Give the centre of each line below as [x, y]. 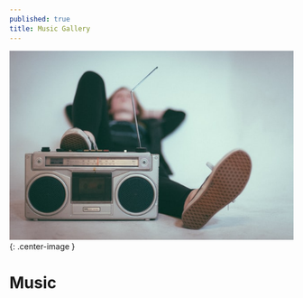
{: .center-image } [42, 246]
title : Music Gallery [50, 28]
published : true [40, 19]
